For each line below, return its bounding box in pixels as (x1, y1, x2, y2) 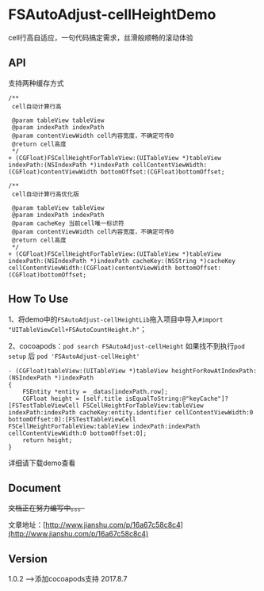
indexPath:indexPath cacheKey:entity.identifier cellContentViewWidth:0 (8, 408, 254, 417)
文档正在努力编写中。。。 (8, 503, 85, 513)
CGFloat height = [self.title (22, 395, 123, 402)
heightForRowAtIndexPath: (171, 367, 258, 375)
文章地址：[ (8, 520, 46, 530)
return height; (22, 436, 73, 444)
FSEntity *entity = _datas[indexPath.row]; (22, 387, 169, 395)
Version (8, 552, 48, 566)
